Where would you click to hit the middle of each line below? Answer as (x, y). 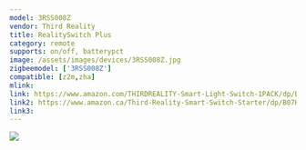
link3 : (22, 111)
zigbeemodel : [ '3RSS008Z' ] (61, 69)
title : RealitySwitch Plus (61, 35)
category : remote (42, 43)
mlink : (22, 85)
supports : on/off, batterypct (67, 52)
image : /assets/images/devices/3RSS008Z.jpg (95, 60)
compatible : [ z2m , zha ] (52, 77)
